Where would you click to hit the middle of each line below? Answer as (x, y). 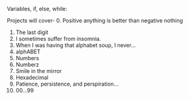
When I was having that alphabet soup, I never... (75, 45)
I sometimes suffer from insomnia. (58, 39)
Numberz (27, 64)
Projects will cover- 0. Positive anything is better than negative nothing (95, 20)
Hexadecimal (32, 77)
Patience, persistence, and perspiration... (67, 84)
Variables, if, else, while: (37, 9)
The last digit (32, 32)
